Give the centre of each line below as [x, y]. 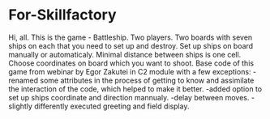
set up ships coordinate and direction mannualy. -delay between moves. [129, 97]
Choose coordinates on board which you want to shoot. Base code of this [131, 63]
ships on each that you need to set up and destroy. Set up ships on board [131, 45]
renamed [24, 80]
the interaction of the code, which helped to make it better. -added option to [135, 89]
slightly [20, 106]
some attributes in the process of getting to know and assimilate [147, 80]
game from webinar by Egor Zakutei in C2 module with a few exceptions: [130, 71]
